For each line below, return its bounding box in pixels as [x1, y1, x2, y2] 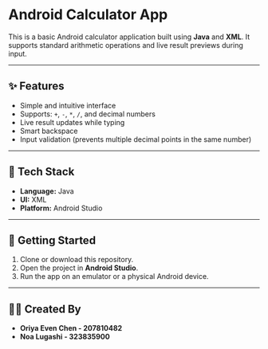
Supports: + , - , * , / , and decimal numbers [19, 109, 156, 119]
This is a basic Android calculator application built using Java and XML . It [8, 32, 250, 41]
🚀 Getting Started [8, 233, 97, 247]
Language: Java [19, 186, 74, 196]
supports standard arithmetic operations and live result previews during [8, 40, 243, 49]
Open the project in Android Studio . [19, 263, 139, 273]
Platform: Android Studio [19, 203, 103, 213]
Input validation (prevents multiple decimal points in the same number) [19, 134, 252, 144]
